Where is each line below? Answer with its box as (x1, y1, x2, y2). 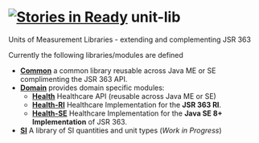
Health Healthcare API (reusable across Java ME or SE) (31, 91, 217, 100)
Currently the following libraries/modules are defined (8, 50, 183, 59)
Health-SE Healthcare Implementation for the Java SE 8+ (31, 108, 223, 118)
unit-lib (130, 8, 181, 27)
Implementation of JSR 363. (31, 116, 127, 126)
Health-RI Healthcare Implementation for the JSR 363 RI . (31, 100, 222, 109)
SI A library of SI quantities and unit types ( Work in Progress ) (19, 125, 223, 135)
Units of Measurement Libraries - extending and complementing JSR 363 (8, 35, 252, 44)
